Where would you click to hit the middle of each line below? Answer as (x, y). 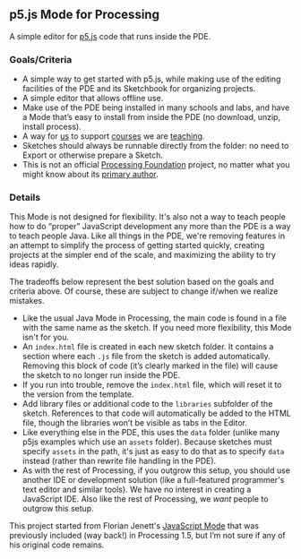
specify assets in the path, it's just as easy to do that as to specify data (153, 451)
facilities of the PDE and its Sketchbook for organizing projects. (139, 89)
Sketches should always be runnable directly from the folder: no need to (155, 146)
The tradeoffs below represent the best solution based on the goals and (142, 282)
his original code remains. (57, 545)
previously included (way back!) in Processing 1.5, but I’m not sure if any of (148, 536)
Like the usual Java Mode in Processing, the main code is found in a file (154, 318)
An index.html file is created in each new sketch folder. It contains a (148, 347)
